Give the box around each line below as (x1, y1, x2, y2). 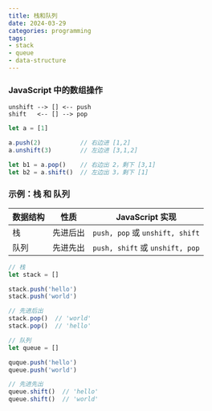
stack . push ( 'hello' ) (8, 285, 78, 293)
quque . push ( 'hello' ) (8, 358, 78, 366)
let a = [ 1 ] (8, 124, 48, 132)
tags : (8, 34, 26, 43)
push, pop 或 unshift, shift (92, 226, 200, 238)
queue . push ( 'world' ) (8, 366, 78, 374)
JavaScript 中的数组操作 (8, 84, 103, 96)
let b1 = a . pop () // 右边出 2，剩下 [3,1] (8, 161, 157, 169)
